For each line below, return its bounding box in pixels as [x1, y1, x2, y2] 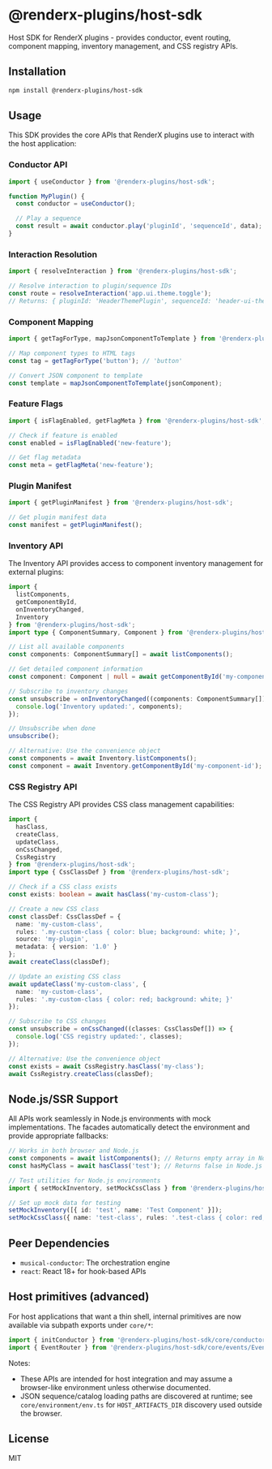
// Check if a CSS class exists [8, 883, 117, 891]
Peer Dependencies [8, 1236, 110, 1250]
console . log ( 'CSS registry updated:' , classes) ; [15, 1033, 183, 1041]
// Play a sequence [15, 214, 82, 223]
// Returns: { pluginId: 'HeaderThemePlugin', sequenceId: [8, 296, 212, 305]
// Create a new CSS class [8, 905, 100, 913]
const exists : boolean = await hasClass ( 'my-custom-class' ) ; [8, 891, 219, 899]
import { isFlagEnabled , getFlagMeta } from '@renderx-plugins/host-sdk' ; [8, 417, 266, 425]
